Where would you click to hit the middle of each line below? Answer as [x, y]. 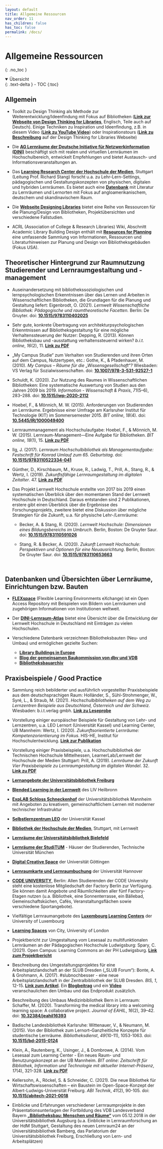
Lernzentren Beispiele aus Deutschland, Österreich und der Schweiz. [81, 706]
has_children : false [26, 23]
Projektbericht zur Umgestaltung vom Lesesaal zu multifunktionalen [80, 940]
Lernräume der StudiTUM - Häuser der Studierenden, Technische [78, 847]
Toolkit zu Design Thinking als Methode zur [55, 111]
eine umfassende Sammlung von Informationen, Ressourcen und [77, 237]
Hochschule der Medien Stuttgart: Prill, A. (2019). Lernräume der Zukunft [85, 761]
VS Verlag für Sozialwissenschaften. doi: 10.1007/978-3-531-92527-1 [82, 370]
